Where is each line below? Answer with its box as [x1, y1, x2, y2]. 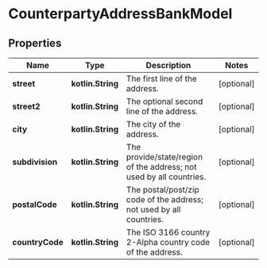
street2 [12, 101, 41, 112]
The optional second [126, 96, 203, 107]
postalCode [12, 199, 57, 210]
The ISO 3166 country [126, 227, 211, 238]
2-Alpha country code [126, 237, 211, 247]
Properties [8, 36, 62, 50]
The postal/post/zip [126, 184, 200, 195]
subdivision [12, 156, 58, 167]
